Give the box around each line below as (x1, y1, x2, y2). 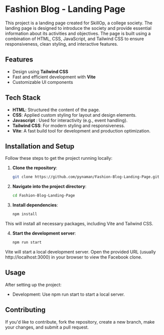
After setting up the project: (5, 281, 62, 287)
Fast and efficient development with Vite (12, 73, 96, 80)
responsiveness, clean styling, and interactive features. (5, 41, 118, 47)
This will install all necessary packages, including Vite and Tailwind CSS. (5, 221, 154, 226)
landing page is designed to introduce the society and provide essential (5, 25, 152, 31)
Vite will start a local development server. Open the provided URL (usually (5, 249, 156, 255)
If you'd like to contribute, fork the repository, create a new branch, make (5, 319, 155, 325)
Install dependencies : (12, 202, 58, 208)
